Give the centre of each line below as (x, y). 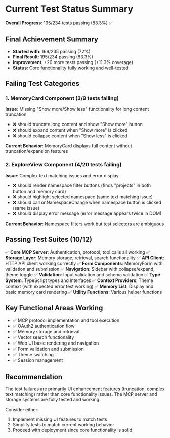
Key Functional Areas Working (54, 308)
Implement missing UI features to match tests (60, 419)
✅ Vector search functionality (43, 337)
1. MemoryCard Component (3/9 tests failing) (62, 98)
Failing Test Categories (42, 84)
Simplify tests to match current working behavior (63, 425)
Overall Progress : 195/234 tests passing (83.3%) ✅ (59, 23)
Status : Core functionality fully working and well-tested (70, 68)
